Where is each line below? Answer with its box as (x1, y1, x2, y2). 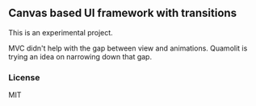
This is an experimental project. (8, 27, 113, 37)
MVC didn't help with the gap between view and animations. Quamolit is (8, 43, 248, 53)
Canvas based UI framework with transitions (8, 6, 237, 20)
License (8, 71, 40, 83)
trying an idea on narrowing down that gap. (8, 51, 152, 61)
